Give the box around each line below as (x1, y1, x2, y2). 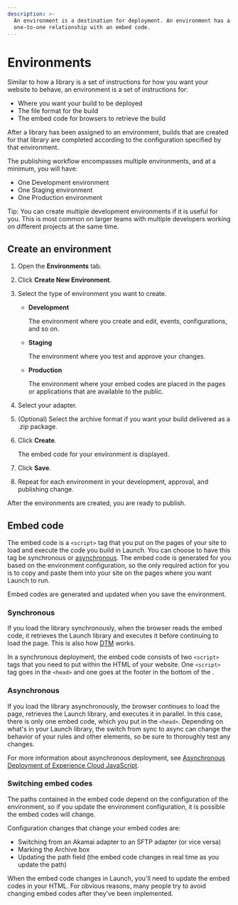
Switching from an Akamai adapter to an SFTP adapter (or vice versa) (17, 837, 222, 846)
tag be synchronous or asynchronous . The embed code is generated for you (7, 553, 232, 562)
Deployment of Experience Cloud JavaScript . (7, 761, 140, 769)
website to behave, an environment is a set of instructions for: (7, 85, 188, 94)
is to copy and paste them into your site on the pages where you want (7, 568, 212, 577)
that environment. (7, 143, 59, 152)
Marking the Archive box (17, 845, 90, 854)
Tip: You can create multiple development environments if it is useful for (7, 207, 218, 216)
